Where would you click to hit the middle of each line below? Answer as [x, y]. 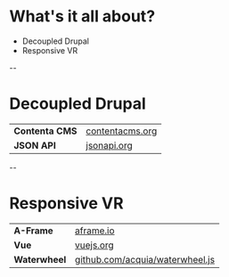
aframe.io [94, 231]
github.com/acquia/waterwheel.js [145, 259]
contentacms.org [122, 131]
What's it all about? [82, 16]
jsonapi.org [110, 145]
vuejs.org [94, 245]
